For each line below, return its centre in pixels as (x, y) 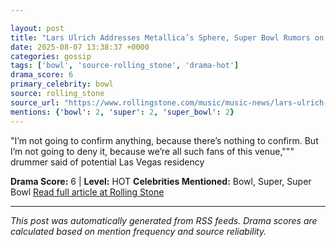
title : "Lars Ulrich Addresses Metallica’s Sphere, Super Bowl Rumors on (167, 37)
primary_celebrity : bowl (62, 84)
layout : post (37, 28)
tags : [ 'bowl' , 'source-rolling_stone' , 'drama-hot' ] (125, 66)
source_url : (35, 102)
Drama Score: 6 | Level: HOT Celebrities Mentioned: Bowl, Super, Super (161, 181)
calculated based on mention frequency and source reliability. (138, 231)
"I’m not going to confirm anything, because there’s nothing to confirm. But (164, 140)
